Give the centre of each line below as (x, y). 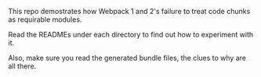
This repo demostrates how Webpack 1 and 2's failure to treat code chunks (129, 11)
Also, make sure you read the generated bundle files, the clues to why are (127, 58)
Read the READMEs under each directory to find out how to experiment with (131, 35)
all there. (22, 66)
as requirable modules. (45, 19)
